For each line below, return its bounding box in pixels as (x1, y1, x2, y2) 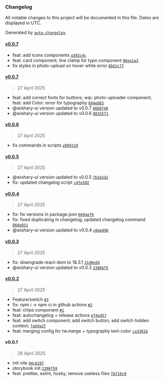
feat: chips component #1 (12, 307, 64, 313)
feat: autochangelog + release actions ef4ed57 (12, 312, 107, 318)
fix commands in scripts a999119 (12, 142, 78, 148)
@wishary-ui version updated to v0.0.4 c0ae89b (12, 227, 109, 233)
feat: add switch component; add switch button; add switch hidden (12, 317, 149, 323)
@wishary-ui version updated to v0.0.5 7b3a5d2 (12, 174, 109, 180)
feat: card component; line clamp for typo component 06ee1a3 (12, 57, 139, 63)
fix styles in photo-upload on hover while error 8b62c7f (12, 62, 124, 68)
